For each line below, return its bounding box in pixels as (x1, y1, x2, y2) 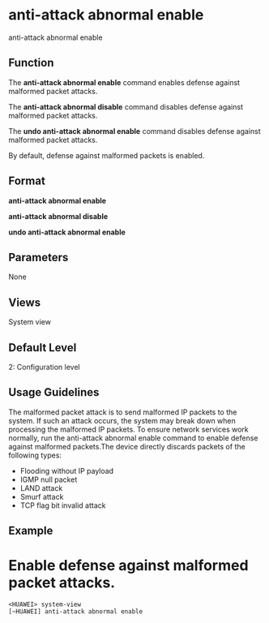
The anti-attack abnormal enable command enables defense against (8, 77, 241, 87)
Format (8, 174, 46, 188)
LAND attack (19, 483, 63, 492)
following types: (8, 450, 62, 460)
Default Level (8, 341, 77, 354)
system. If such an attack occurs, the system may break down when (8, 415, 237, 425)
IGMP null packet (19, 475, 78, 484)
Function (8, 56, 54, 70)
